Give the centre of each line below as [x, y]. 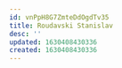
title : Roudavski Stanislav [61, 26]
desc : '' [25, 34]
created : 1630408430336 [53, 50]
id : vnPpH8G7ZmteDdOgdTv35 [59, 17]
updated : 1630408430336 [53, 42]
